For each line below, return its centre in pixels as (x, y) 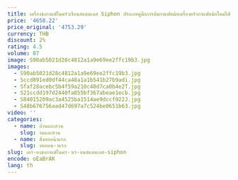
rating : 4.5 (25, 47)
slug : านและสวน (40, 133)
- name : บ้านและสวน (39, 126)
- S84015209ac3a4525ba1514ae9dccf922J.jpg (77, 100)
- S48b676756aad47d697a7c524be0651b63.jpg (77, 106)
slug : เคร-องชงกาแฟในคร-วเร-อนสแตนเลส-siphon (67, 152)
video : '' (22, 113)
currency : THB (28, 34)
